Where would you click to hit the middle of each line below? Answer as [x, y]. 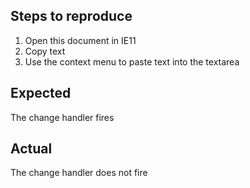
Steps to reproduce [71, 16]
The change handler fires [62, 117]
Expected [41, 93]
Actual [31, 149]
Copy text [45, 51]
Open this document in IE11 [80, 40]
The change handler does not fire [79, 173]
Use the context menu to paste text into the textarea [132, 61]
